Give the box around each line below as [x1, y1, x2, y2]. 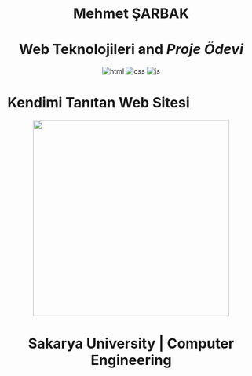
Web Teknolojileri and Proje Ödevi [18, 41, 244, 59]
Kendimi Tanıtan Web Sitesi [7, 94, 190, 112]
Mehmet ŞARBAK [72, 5, 190, 23]
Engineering [90, 352, 172, 369]
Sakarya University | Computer [27, 334, 235, 352]
